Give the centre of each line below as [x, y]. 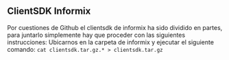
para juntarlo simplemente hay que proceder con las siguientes [96, 35]
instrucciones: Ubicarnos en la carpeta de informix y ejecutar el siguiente [111, 42]
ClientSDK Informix [49, 11]
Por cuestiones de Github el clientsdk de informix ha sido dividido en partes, [115, 27]
